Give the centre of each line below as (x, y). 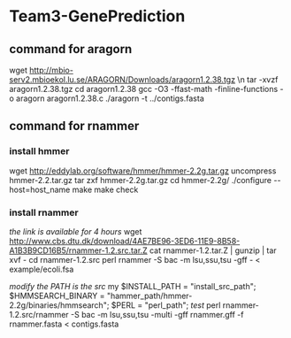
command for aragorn (71, 49)
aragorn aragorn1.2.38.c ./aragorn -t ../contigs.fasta (111, 98)
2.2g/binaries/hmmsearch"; (59, 305)
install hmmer (39, 151)
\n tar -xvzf (258, 80)
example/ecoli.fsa (42, 269)
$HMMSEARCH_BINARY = (57, 296)
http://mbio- (51, 70)
